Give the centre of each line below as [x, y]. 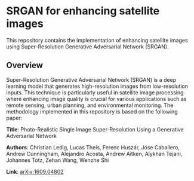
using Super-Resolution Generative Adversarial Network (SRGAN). [87, 47]
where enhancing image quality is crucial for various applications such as [96, 99]
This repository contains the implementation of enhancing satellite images [97, 40]
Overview [25, 65]
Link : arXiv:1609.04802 [35, 171]
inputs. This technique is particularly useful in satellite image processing [95, 92]
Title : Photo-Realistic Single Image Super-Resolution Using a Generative [95, 129]
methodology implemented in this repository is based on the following [92, 111]
